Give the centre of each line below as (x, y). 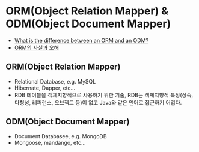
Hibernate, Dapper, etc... (45, 88)
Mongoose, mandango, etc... (50, 142)
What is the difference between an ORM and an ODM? (81, 40)
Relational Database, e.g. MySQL (55, 81)
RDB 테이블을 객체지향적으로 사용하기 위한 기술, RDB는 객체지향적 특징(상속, (104, 95)
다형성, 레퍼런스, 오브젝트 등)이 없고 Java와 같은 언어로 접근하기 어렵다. (98, 102)
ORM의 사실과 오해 (37, 47)
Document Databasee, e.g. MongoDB (60, 136)
